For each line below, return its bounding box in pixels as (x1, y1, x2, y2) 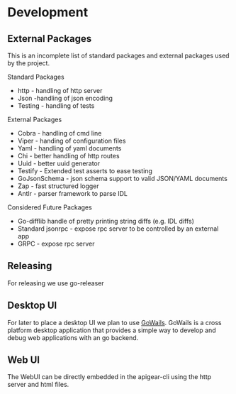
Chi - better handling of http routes (17, 152, 120, 160)
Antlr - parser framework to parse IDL (17, 190, 128, 197)
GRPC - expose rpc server (17, 239, 95, 248)
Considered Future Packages (7, 203, 92, 212)
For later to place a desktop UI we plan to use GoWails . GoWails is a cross (7, 318, 222, 327)
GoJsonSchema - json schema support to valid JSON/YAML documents (17, 175, 228, 182)
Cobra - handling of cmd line (17, 129, 102, 137)
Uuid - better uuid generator (17, 159, 101, 168)
